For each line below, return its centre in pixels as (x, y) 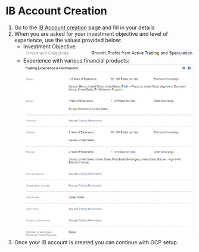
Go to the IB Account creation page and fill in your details (84, 27)
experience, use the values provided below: (68, 40)
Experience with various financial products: (76, 60)
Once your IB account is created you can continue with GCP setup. (96, 242)
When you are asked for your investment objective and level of (91, 33)
